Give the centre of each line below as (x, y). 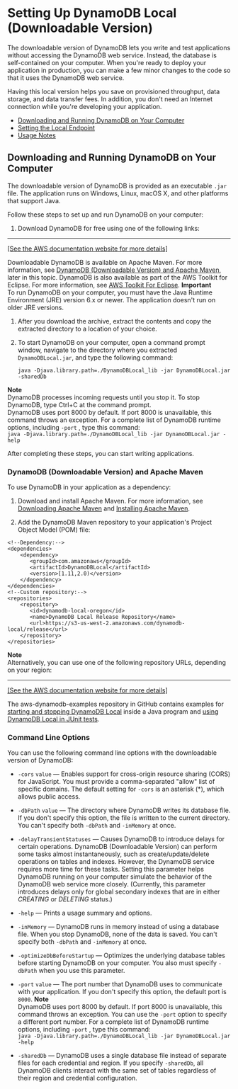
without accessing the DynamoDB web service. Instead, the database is (112, 55)
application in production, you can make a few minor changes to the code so (119, 70)
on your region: (29, 670)
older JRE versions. (35, 307)
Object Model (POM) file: (54, 530)
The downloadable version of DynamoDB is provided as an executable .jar (117, 186)
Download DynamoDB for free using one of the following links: (108, 228)
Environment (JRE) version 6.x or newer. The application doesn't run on (112, 300)
